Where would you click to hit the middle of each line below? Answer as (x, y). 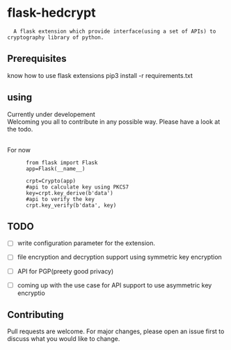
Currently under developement (51, 114)
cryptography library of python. (56, 37)
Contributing (35, 315)
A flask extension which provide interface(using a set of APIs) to (115, 31)
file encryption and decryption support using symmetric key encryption (120, 257)
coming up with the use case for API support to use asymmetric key (114, 285)
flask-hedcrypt (51, 13)
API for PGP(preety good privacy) (65, 271)
